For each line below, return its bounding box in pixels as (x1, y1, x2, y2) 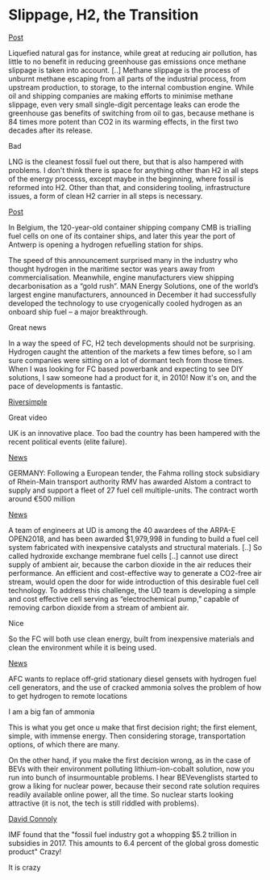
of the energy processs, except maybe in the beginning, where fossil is (8, 174, 244, 184)
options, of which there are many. (8, 739, 120, 749)
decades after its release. (8, 125, 93, 135)
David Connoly (8, 814, 58, 823)
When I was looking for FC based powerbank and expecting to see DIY (8, 364, 243, 374)
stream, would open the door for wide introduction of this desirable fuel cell (8, 577, 260, 586)
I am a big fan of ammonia (8, 706, 95, 717)
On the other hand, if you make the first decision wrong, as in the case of (8, 755, 251, 765)
